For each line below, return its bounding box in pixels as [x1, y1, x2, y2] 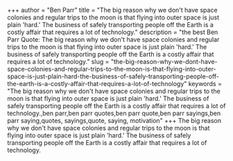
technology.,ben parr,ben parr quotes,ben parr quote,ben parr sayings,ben [7, 109, 221, 117]
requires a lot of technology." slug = [7, 58, 110, 65]
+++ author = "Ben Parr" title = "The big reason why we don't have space [7, 6, 218, 14]
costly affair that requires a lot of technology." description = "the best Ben [7, 28, 218, 36]
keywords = [188, 80, 222, 87]
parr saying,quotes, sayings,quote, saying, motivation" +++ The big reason [7, 117, 222, 124]
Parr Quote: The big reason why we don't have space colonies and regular [7, 35, 220, 44]
